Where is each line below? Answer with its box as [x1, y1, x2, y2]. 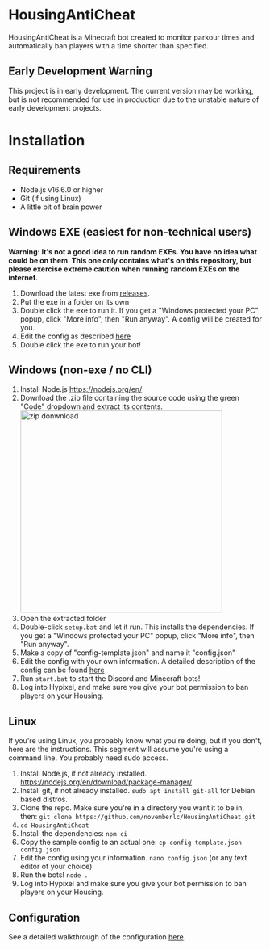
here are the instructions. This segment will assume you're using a [8, 745, 229, 755]
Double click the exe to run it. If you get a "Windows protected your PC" [19, 305, 260, 315]
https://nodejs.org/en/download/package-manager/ [19, 777, 193, 787]
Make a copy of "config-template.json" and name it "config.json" [19, 648, 236, 658]
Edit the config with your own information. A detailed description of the [19, 657, 256, 666]
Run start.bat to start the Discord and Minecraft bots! [19, 674, 201, 683]
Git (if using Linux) [19, 193, 82, 203]
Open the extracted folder [19, 614, 106, 624]
